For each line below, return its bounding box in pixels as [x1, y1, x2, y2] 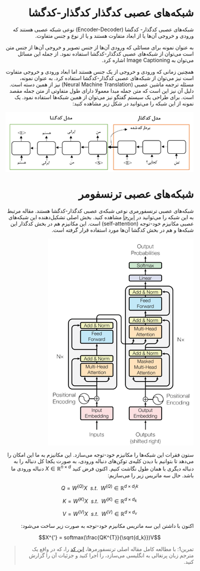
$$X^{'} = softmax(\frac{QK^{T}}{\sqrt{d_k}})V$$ [38, 533, 161, 541]
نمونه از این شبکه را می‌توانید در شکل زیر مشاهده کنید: [72, 99, 194, 107]
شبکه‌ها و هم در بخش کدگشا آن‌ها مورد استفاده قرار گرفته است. [51, 226, 194, 233]
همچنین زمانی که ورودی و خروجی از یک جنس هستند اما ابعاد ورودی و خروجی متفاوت [5, 68, 194, 75]
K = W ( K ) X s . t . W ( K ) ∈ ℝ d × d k [62, 496, 137, 505]
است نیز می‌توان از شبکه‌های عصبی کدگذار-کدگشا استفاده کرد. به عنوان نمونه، [19, 74, 194, 81]
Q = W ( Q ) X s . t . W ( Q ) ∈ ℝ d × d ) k [61, 483, 139, 491]
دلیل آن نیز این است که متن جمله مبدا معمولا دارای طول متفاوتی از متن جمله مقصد [9, 87, 194, 94]
